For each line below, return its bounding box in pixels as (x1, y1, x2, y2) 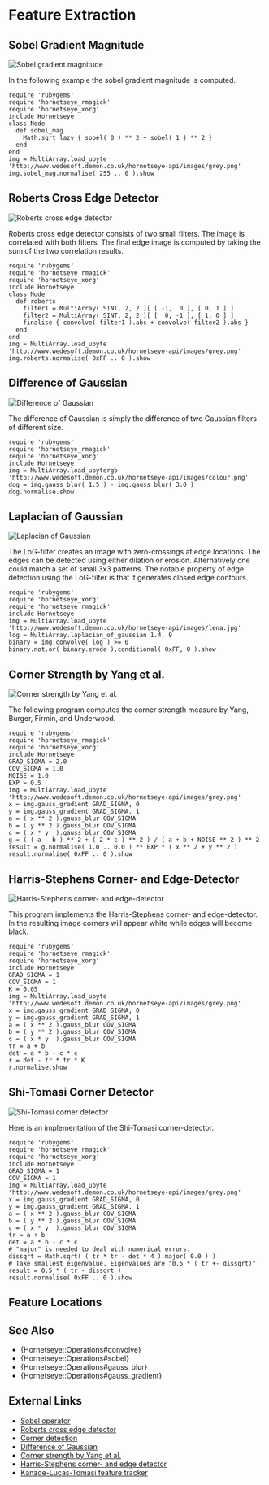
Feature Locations (8, 1296, 102, 1309)
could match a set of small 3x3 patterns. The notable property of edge (8, 564, 245, 574)
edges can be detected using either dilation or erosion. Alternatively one (8, 555, 250, 566)
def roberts (15, 297, 57, 306)
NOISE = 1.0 (8, 772, 49, 780)
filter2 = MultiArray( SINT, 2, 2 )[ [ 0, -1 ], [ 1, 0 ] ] (23, 311, 234, 319)
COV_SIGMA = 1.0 (8, 765, 63, 773)
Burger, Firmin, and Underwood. (8, 714, 116, 723)
